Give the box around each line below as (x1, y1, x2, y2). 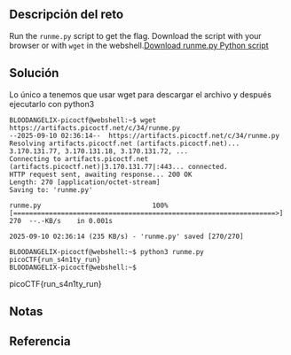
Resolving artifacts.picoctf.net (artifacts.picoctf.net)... (9, 139, 240, 148)
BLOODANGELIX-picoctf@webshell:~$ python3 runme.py (9, 247, 204, 256)
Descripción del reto (9, 7, 124, 22)
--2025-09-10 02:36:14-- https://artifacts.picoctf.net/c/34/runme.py (9, 131, 279, 140)
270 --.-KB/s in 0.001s (9, 216, 114, 225)
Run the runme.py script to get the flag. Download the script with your (9, 30, 262, 41)
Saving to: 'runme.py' (9, 185, 93, 194)
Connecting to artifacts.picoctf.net (9, 154, 149, 163)
